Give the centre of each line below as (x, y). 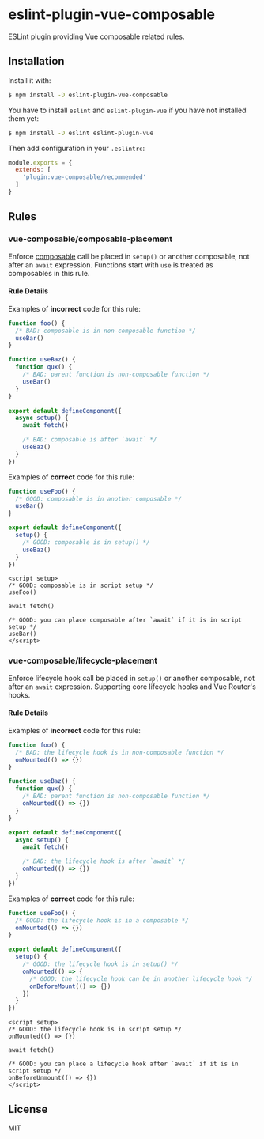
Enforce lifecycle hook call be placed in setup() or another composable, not (132, 678)
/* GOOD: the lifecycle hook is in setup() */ (100, 964)
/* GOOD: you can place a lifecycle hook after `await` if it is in (123, 1064)
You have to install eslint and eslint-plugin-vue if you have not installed (127, 110)
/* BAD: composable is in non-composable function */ (106, 331)
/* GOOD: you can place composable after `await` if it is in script (125, 620)
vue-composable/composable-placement (91, 239)
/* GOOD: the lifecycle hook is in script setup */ (95, 1030)
